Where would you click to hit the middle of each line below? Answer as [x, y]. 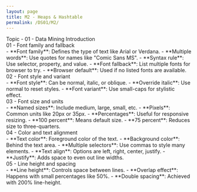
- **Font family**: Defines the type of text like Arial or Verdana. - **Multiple [99, 52]
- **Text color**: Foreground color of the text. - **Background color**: [93, 139]
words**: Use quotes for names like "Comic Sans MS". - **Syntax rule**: [95, 58]
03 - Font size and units [35, 102]
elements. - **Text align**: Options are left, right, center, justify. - [86, 151]
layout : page [22, 11]
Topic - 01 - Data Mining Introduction [51, 39]
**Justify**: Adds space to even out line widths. [65, 158]
